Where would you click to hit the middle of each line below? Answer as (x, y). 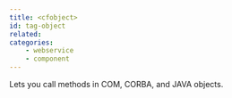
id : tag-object (38, 26)
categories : (31, 42)
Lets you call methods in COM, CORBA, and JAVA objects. (116, 84)
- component (47, 59)
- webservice (50, 51)
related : (26, 34)
